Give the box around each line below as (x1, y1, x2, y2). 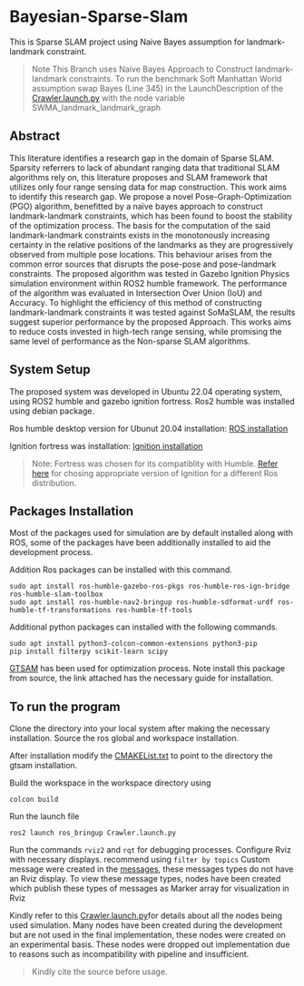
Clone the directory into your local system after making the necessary (9, 723, 270, 734)
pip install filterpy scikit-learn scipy (9, 647, 169, 657)
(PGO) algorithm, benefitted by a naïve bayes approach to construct (9, 200, 263, 211)
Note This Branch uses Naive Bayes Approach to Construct (31, 63, 253, 74)
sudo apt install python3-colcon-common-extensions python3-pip (9, 639, 258, 649)
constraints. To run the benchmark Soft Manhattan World (69, 73, 282, 83)
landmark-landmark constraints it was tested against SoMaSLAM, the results (9, 307, 296, 317)
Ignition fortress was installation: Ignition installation (9, 440, 203, 451)
